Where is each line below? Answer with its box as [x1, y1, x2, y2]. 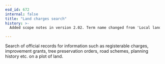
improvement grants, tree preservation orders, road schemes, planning [5, 48, 149, 54]
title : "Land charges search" [5, 16, 67, 21]
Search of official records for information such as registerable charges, [5, 43, 149, 49]
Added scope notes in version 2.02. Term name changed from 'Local [9, 25, 151, 30]
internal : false [5, 12, 38, 17]
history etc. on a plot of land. [5, 53, 63, 59]
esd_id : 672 [5, 7, 29, 12]
